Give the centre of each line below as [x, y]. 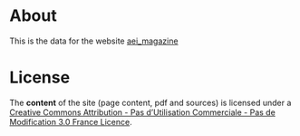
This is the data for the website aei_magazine [94, 41]
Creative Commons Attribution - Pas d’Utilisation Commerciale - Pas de [143, 112]
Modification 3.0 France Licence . [71, 121]
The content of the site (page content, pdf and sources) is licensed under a [150, 102]
